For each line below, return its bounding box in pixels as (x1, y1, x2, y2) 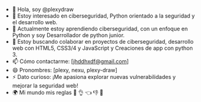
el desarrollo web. (12, 19, 58, 25)
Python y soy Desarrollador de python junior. (12, 32, 125, 39)
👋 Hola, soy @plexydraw (12, 6, 74, 13)
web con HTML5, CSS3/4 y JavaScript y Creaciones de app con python (12, 44, 193, 52)
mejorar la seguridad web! (12, 82, 78, 89)
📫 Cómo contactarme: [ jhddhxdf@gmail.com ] (12, 58, 130, 65)
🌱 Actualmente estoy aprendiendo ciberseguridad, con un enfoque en (12, 25, 188, 32)
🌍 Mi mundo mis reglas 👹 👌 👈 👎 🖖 (12, 89, 104, 96)
